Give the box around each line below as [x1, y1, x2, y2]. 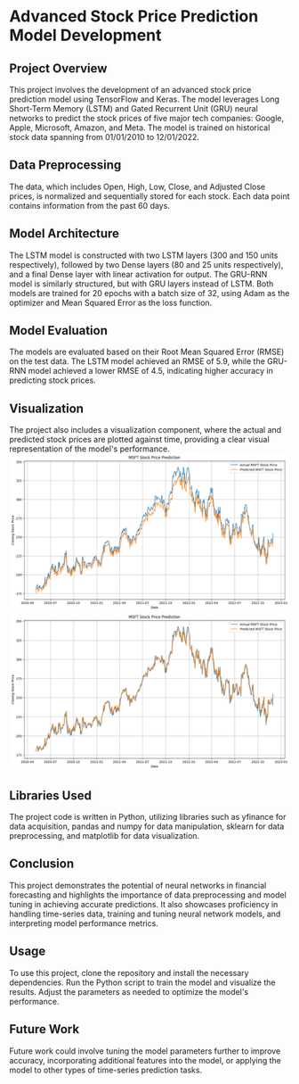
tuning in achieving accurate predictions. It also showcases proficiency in [9, 898, 279, 909]
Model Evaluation [9, 323, 109, 338]
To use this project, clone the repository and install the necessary [9, 967, 249, 978]
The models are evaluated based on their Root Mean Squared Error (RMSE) [9, 346, 285, 358]
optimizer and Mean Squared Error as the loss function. [9, 297, 213, 308]
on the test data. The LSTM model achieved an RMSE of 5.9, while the [9, 356, 265, 367]
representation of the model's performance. [9, 443, 171, 454]
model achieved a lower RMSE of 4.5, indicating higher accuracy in [28, 366, 273, 377]
